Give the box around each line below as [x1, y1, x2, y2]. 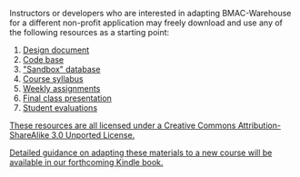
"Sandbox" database [22, 64, 101, 74]
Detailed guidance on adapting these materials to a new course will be [9, 147, 273, 158]
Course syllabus [22, 74, 84, 84]
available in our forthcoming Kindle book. [9, 157, 164, 167]
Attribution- [237, 120, 282, 131]
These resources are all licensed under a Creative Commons [9, 120, 236, 131]
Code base [22, 54, 65, 64]
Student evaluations [22, 103, 98, 113]
